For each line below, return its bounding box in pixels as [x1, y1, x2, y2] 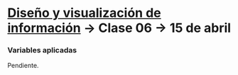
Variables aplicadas [7, 45, 77, 55]
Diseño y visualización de [7, 5, 161, 21]
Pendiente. [7, 62, 39, 70]
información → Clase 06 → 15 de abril [7, 20, 232, 36]
